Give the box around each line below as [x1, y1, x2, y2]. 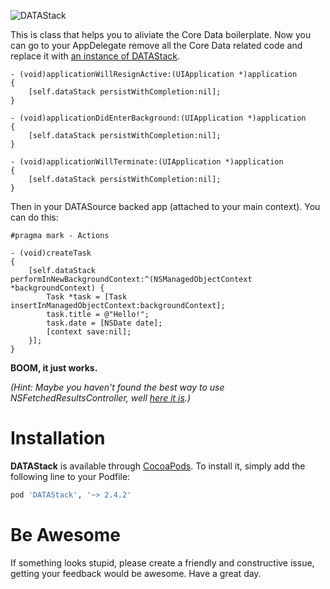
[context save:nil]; [46, 327, 132, 337]
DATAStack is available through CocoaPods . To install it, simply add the [10, 460, 306, 472]
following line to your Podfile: [10, 470, 131, 482]
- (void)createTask [10, 248, 92, 258]
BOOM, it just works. [10, 362, 98, 374]
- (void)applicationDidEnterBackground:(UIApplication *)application [10, 113, 307, 123]
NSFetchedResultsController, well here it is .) [10, 392, 191, 404]
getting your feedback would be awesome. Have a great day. [10, 567, 262, 579]
